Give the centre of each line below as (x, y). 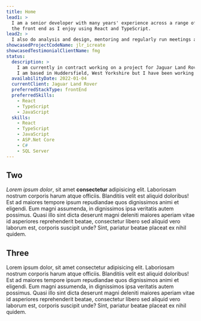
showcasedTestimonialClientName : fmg (53, 51)
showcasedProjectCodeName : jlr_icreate (56, 46)
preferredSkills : (33, 95)
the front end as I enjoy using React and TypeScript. (81, 28)
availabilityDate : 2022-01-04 (49, 78)
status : (16, 56)
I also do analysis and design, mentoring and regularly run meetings (101, 40)
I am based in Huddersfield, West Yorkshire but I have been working (106, 73)
